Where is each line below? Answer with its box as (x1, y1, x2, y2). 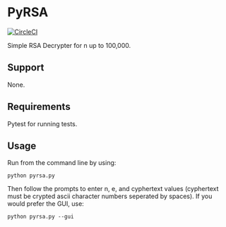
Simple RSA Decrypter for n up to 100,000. (7, 41, 131, 49)
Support (7, 61, 44, 74)
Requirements (7, 101, 71, 113)
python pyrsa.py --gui (7, 213, 74, 221)
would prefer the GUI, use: (7, 200, 85, 208)
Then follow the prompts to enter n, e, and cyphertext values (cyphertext (7, 185, 219, 193)
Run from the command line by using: (7, 159, 117, 167)
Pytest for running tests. (7, 119, 78, 128)
